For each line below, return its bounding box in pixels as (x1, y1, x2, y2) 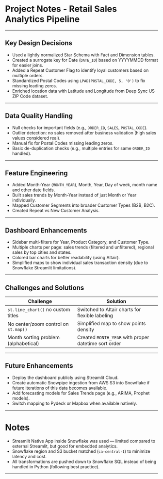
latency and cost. (12, 453, 47, 459)
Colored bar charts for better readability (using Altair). (12, 255, 120, 261)
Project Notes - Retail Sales (5, 3, 117, 15)
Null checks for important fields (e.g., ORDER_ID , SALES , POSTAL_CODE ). (12, 125, 148, 131)
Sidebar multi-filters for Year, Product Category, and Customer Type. (12, 239, 149, 245)
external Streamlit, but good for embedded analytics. (12, 443, 118, 449)
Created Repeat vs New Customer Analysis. (12, 208, 100, 214)
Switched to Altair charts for (77, 306, 141, 313)
